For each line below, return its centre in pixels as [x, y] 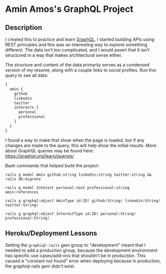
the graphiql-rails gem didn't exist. [40, 266]
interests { [26, 108]
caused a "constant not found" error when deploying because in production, [83, 261]
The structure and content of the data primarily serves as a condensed [77, 65]
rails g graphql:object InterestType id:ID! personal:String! [71, 214]
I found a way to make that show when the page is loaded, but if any [75, 140]
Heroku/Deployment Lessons [51, 234]
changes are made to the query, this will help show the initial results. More [81, 145]
